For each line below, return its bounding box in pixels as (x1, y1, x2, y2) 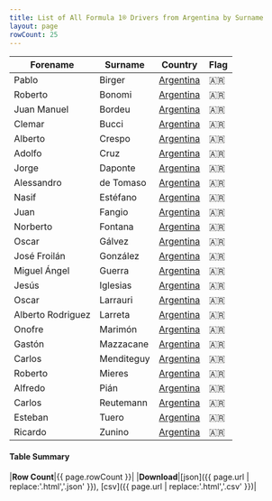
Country (161, 59, 198, 71)
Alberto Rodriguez (14, 309, 91, 321)
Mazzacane (99, 338, 150, 350)
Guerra (99, 264, 130, 277)
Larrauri (99, 294, 133, 307)
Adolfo (14, 147, 42, 160)
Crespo (99, 133, 131, 145)
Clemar (14, 118, 45, 131)
